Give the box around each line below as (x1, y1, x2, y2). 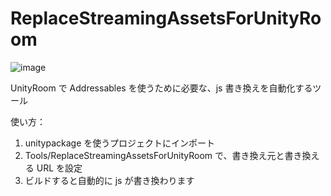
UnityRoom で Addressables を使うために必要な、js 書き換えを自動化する (10, 82, 313, 94)
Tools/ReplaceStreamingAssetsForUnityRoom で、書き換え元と (24, 149, 285, 161)
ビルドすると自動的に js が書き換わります (24, 174, 195, 186)
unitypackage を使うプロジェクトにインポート (24, 137, 215, 149)
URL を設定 (36, 162, 83, 174)
